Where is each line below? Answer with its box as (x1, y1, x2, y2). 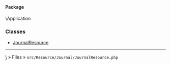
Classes (5, 28, 26, 35)
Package (5, 4, 24, 10)
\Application (5, 15, 31, 21)
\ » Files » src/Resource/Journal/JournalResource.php (5, 54, 119, 60)
